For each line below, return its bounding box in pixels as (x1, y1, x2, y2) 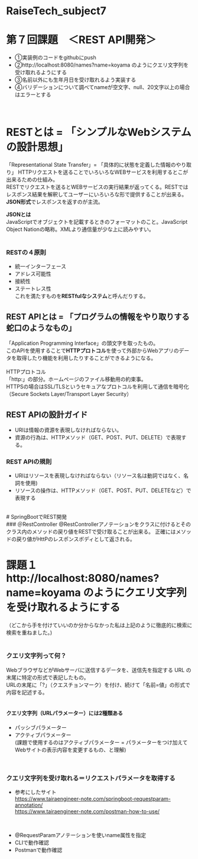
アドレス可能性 (14, 270, 51, 277)
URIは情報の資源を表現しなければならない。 (14, 426, 122, 433)
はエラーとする (14, 91, 51, 99)
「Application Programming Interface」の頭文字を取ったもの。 (6, 340, 159, 347)
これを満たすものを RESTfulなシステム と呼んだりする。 (14, 293, 149, 300)
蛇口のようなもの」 (6, 322, 76, 333)
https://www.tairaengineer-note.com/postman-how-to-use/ (14, 808, 160, 815)
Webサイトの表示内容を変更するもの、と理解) (14, 746, 126, 753)
